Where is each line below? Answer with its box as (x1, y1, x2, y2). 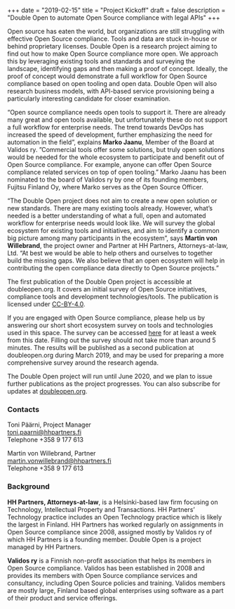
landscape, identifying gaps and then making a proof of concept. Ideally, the (7, 65, 228, 73)
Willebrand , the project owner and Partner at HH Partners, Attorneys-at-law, (7, 241, 229, 249)
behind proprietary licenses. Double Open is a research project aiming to (7, 42, 217, 50)
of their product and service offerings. (7, 594, 118, 602)
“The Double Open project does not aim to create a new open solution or (7, 196, 217, 205)
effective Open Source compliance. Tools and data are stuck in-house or (7, 34, 217, 43)
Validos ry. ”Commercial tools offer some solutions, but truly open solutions (7, 146, 225, 153)
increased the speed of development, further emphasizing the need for (7, 130, 213, 139)
